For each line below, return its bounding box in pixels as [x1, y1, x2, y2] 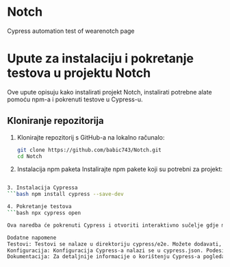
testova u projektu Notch [7, 66, 151, 81]
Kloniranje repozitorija [7, 115, 104, 127]
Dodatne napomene [7, 234, 57, 241]
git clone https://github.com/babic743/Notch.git [16, 147, 162, 153]
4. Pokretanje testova [7, 203, 72, 210]
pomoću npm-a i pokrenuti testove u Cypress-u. [7, 95, 143, 103]
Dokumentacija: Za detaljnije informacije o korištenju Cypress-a [7, 253, 201, 260]
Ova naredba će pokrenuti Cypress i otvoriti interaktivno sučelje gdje [7, 222, 219, 229]
